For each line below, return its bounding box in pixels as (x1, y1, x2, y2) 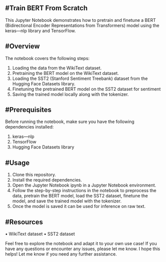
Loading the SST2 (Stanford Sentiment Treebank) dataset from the (12, 75, 148, 81)
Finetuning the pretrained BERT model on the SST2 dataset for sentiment (12, 86, 161, 92)
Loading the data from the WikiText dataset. (12, 65, 102, 71)
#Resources (5, 218, 43, 226)
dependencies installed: (5, 124, 54, 130)
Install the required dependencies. (12, 177, 83, 183)
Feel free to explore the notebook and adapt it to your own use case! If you (5, 241, 157, 247)
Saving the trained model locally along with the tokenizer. (12, 91, 129, 97)
